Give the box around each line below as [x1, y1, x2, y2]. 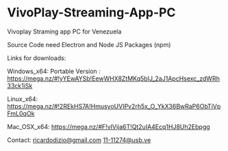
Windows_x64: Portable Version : [7, 67, 101, 75]
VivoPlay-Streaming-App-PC [7, 5, 176, 20]
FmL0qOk [7, 109, 35, 118]
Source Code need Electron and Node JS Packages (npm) [7, 40, 171, 49]
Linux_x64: [7, 94, 38, 103]
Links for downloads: [7, 53, 66, 62]
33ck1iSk [7, 81, 33, 90]
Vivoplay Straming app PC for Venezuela [7, 27, 122, 36]
